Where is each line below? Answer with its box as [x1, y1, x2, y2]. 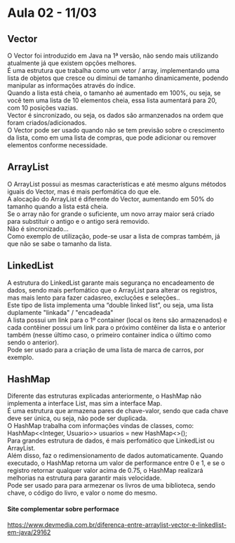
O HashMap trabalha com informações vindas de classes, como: [7, 422, 194, 430]
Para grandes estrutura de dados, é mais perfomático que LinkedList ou [7, 436, 215, 445]
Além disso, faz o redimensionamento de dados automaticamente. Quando [7, 451, 223, 460]
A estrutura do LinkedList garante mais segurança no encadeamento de [7, 279, 215, 287]
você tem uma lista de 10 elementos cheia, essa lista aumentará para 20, [7, 96, 217, 105]
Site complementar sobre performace [7, 505, 119, 514]
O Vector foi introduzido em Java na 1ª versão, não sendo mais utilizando [7, 51, 219, 60]
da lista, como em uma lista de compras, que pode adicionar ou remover [7, 133, 217, 142]
